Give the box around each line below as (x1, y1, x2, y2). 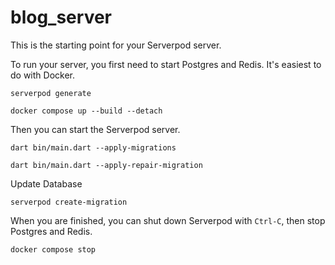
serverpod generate (10, 88, 92, 98)
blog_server (10, 6, 112, 29)
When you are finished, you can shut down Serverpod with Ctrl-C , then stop (10, 214, 326, 226)
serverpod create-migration (10, 197, 128, 207)
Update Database (10, 177, 83, 190)
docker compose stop (10, 244, 97, 255)
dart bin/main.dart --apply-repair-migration (10, 160, 203, 170)
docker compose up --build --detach (10, 106, 163, 116)
